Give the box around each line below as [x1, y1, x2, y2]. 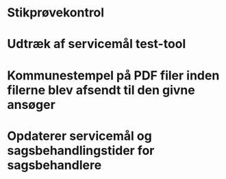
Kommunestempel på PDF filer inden [7, 67, 220, 83]
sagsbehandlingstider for [7, 143, 155, 158]
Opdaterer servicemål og [7, 128, 152, 143]
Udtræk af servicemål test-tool [7, 36, 186, 52]
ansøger [7, 97, 56, 112]
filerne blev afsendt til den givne [7, 82, 195, 97]
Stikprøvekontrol [7, 5, 105, 21]
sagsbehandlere [7, 157, 102, 173]
